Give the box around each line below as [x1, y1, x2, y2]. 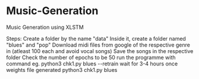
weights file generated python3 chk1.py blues [6, 66, 118, 73]
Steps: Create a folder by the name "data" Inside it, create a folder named [6, 35, 186, 42]
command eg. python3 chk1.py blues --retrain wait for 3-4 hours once [6, 60, 178, 67]
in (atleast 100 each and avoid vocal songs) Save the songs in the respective [6, 47, 194, 54]
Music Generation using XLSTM [6, 24, 84, 31]
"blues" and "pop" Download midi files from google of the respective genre [6, 41, 190, 48]
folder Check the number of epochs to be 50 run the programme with [6, 54, 176, 61]
